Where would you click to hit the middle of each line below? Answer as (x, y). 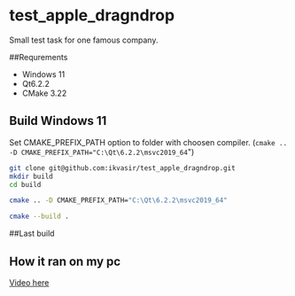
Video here (29, 282)
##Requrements (39, 57)
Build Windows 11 (58, 121)
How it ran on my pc (65, 261)
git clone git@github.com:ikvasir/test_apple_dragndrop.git (123, 168)
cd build (25, 184)
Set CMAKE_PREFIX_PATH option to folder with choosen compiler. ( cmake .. (148, 142)
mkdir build (31, 176)
